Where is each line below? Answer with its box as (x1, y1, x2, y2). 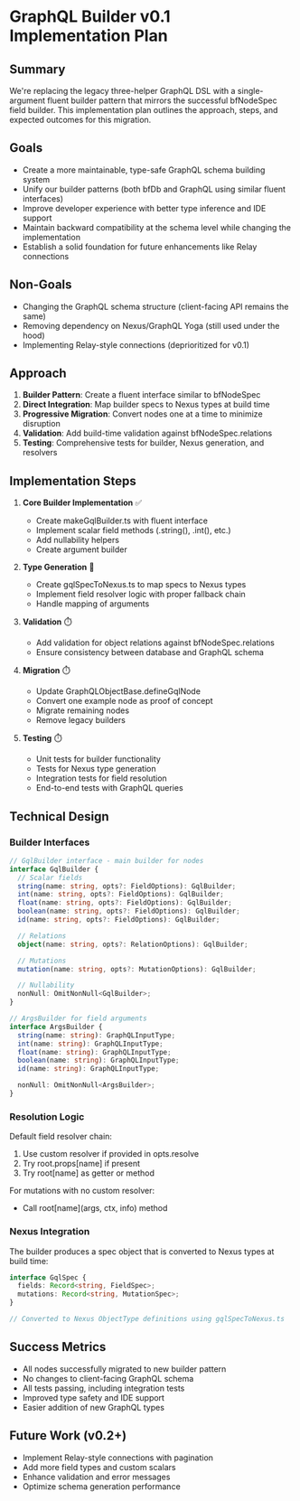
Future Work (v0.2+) (9, 1428, 127, 1443)
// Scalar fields (17, 873, 83, 882)
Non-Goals (9, 277, 72, 293)
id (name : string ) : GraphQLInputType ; (17, 1065, 160, 1074)
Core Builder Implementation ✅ (22, 497, 143, 508)
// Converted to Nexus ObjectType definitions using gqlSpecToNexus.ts (9, 1315, 285, 1324)
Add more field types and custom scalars (22, 1461, 176, 1472)
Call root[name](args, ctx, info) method (22, 1203, 168, 1214)
